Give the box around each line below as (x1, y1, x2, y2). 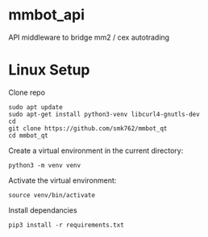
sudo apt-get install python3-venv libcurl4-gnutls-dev (8, 110, 200, 118)
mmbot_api (8, 6, 85, 24)
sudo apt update (8, 103, 63, 111)
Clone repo (8, 87, 46, 97)
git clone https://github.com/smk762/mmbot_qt (8, 124, 168, 133)
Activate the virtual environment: (8, 176, 117, 185)
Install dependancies (8, 205, 78, 215)
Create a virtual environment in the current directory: (8, 146, 184, 155)
